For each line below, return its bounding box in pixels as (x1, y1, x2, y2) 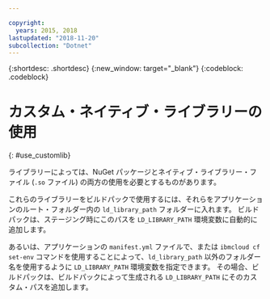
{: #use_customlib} (8, 150, 71, 160)
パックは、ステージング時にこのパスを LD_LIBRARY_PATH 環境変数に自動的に (8, 215, 258, 225)
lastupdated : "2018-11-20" (8, 34, 99, 42)
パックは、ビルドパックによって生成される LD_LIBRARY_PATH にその (22, 272, 243, 282)
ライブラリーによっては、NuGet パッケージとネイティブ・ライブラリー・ (8, 167, 251, 177)
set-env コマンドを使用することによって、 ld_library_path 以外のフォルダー (8, 252, 261, 262)
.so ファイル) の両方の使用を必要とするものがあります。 (34, 177, 221, 187)
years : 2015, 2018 (15, 26, 78, 35)
